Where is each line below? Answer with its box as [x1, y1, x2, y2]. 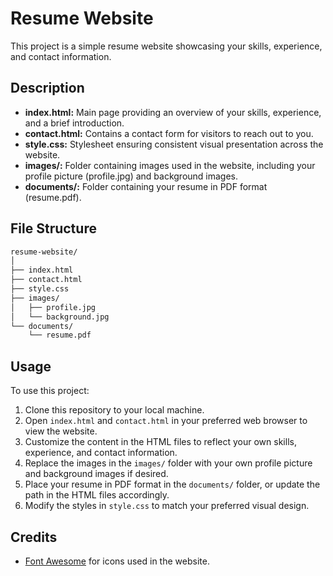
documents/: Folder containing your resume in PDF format [24, 180, 268, 192]
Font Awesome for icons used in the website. [24, 555, 210, 567]
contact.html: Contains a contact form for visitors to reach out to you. [24, 127, 314, 139]
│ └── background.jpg [10, 312, 110, 322]
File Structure [10, 220, 97, 237]
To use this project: [10, 385, 90, 397]
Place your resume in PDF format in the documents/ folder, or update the [24, 478, 321, 491]
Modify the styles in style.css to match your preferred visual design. [24, 500, 310, 512]
